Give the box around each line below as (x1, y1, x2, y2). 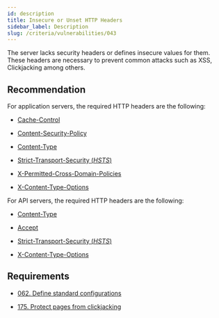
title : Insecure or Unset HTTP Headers (7, 17, 123, 24)
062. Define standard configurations (17, 289, 122, 297)
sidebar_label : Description (7, 23, 89, 30)
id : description (7, 10, 54, 17)
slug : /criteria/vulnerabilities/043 (7, 29, 117, 37)
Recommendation (7, 84, 86, 95)
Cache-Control (17, 116, 60, 124)
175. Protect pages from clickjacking (17, 302, 122, 310)
